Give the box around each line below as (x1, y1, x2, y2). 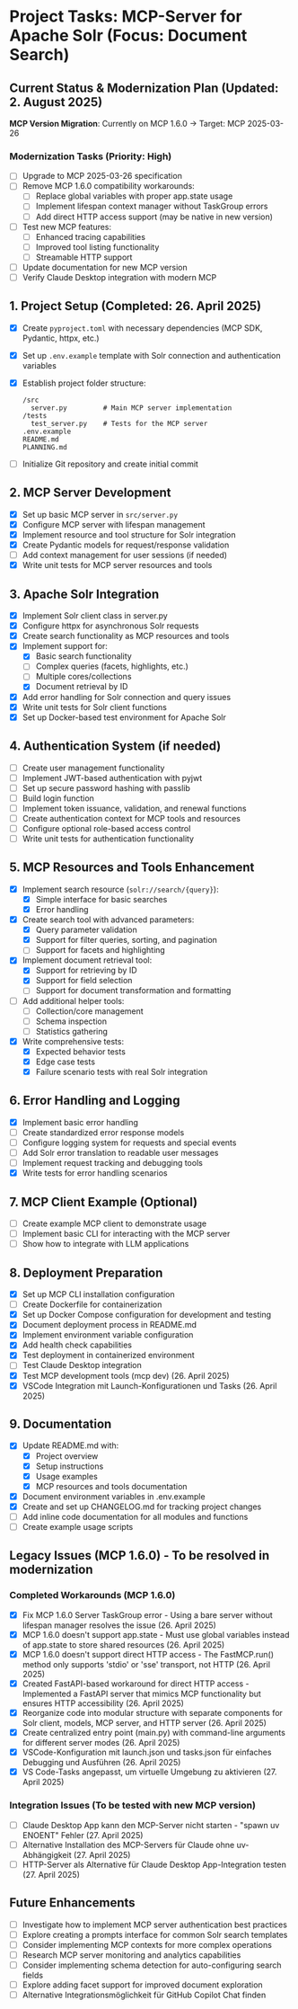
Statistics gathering (35, 1026, 108, 1036)
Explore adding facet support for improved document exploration (22, 1979, 263, 1990)
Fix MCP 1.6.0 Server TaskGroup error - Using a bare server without (22, 1609, 274, 1620)
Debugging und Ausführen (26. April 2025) (22, 1757, 181, 1768)
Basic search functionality (35, 651, 132, 662)
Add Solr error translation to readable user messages (22, 1148, 219, 1159)
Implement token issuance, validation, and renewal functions (22, 803, 247, 813)
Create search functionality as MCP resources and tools (22, 631, 230, 642)
